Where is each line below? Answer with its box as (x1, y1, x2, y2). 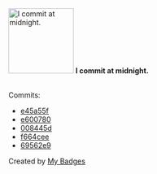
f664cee (20, 132, 50, 141)
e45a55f (20, 106, 49, 115)
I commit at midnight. (75, 66, 149, 76)
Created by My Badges (8, 156, 85, 166)
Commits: (8, 90, 41, 100)
